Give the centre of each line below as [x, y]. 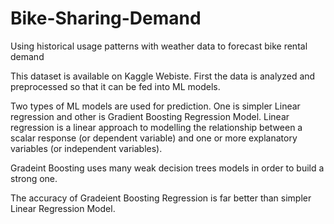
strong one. [34, 178]
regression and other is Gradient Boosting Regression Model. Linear [150, 116]
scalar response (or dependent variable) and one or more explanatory [154, 138]
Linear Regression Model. [63, 208]
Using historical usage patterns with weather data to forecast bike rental [159, 46]
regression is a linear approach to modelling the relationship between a [156, 127]
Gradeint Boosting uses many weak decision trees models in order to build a [167, 168]
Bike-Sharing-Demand [106, 18]
